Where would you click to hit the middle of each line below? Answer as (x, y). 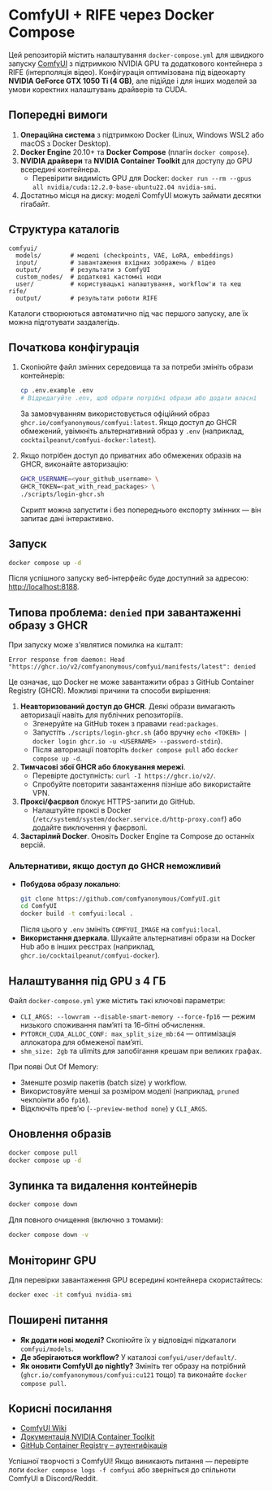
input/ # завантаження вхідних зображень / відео (116, 262)
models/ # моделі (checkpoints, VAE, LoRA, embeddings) (125, 255)
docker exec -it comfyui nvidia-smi (70, 1295)
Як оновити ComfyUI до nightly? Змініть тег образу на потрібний (133, 1366)
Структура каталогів (64, 230)
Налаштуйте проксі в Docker (82, 810)
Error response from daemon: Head (67, 660)
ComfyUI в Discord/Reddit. (53, 1479)
